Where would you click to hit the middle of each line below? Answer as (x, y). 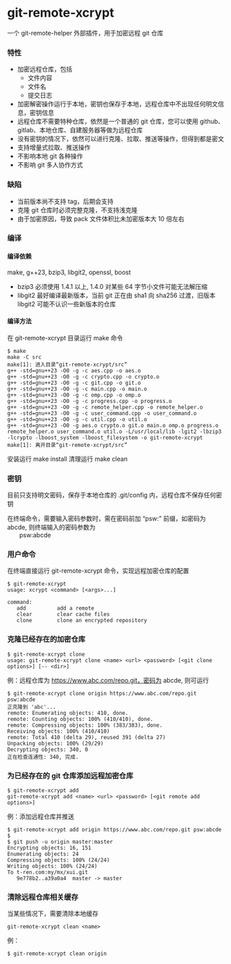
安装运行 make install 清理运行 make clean (68, 459)
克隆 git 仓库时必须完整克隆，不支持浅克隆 (77, 210)
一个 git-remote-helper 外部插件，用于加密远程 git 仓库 (85, 33)
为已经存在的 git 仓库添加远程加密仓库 (70, 775)
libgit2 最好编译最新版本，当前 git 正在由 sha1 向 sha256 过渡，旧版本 (117, 295)
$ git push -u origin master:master (60, 842)
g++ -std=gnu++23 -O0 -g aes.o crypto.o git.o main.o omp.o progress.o (113, 425)
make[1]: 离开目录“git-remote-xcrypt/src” (67, 445)
